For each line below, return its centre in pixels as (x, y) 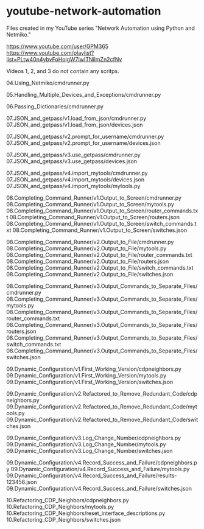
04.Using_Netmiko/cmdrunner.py (48, 83)
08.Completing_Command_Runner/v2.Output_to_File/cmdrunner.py (90, 242)
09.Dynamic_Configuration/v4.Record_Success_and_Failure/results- (92, 475)
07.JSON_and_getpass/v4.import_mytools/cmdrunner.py (77, 173)
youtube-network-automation (84, 11)
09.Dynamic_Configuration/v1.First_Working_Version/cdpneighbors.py (94, 369)
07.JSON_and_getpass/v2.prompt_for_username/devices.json (83, 143)
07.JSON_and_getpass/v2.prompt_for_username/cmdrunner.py (85, 136)
